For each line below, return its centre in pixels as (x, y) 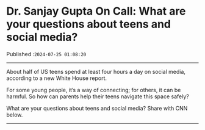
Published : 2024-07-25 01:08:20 (46, 54)
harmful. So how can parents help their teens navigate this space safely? (98, 96)
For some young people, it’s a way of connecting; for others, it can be (94, 90)
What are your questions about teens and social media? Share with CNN (97, 108)
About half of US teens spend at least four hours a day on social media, (96, 71)
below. (15, 115)
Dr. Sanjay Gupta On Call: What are (96, 11)
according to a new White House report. (57, 78)
